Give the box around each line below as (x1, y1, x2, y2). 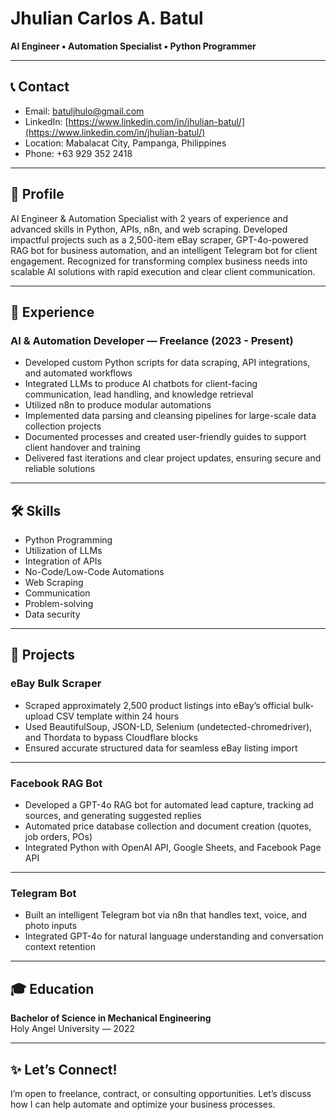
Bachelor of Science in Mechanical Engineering (10, 1012, 212, 1024)
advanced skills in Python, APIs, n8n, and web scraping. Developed (10, 223, 288, 235)
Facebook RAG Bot (10, 776, 103, 790)
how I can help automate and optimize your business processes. (10, 1098, 276, 1110)
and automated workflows (24, 367, 133, 379)
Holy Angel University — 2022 (10, 1023, 136, 1035)
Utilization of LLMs (24, 545, 103, 557)
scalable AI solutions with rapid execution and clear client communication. (10, 265, 316, 277)
